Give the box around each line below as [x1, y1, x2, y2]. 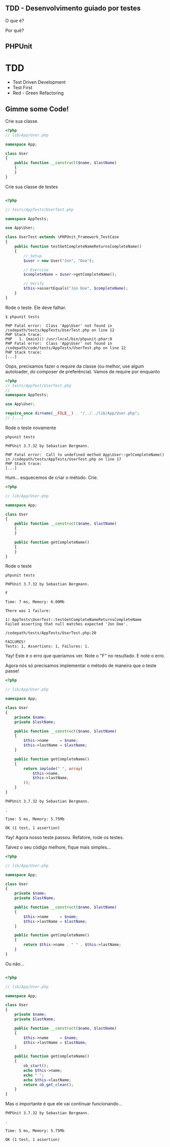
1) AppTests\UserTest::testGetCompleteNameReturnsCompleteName [5, 617, 142, 622]
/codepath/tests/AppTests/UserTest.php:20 [5, 631, 96, 636]
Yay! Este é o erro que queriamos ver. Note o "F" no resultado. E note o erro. [5, 653, 165, 659]
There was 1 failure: [5, 608, 51, 613]
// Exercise [23, 267, 49, 272]
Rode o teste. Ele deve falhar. [5, 304, 66, 310]
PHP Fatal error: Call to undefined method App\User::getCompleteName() [5, 452, 165, 457]
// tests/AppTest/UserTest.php [5, 383, 72, 388]
